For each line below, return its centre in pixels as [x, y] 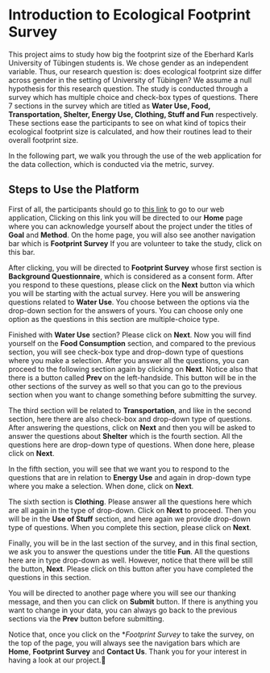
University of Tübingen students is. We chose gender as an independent [129, 63]
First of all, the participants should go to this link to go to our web [116, 209]
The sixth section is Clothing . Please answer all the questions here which [130, 501]
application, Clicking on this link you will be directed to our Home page [126, 217]
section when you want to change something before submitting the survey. [133, 395]
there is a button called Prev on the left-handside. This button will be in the [132, 378]
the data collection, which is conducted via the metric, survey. [112, 164]
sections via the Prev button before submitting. [87, 618]
